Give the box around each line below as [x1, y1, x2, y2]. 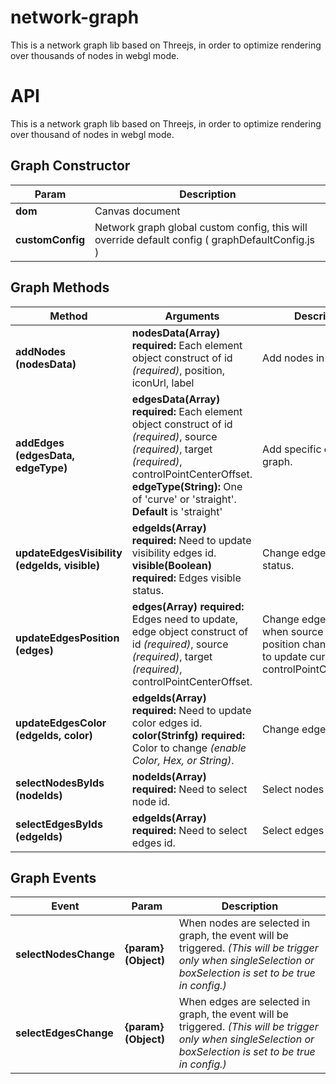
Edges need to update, [131, 612, 239, 626]
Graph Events [10, 869, 97, 886]
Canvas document [94, 204, 181, 218]
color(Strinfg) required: [131, 728, 245, 742]
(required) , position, [131, 363, 226, 377]
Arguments [164, 309, 220, 323]
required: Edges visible [131, 571, 242, 585]
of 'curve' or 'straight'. [131, 492, 237, 506]
